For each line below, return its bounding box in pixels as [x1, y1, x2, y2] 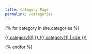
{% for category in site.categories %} [5, 25, 80, 31]
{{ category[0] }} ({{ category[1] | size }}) [5, 35, 87, 40]
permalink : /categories [5, 12, 53, 17]
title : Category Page [5, 7, 49, 12]
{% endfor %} [5, 44, 33, 50]
